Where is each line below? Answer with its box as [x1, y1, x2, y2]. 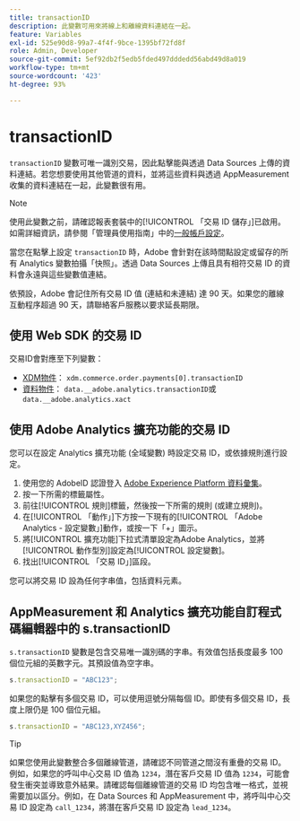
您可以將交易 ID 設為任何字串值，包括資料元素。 [9, 575, 186, 586]
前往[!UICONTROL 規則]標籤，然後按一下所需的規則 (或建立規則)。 [21, 500, 268, 511]
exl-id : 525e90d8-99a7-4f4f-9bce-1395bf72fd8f [9, 38, 186, 48]
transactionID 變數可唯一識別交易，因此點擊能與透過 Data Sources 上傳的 [9, 157, 283, 168]
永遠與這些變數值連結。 [24, 268, 112, 279]
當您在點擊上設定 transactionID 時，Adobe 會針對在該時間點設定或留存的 [9, 246, 281, 257]
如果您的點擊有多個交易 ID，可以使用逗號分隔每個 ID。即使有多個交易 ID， [9, 693, 283, 703]
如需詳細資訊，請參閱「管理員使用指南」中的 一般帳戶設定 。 [9, 227, 229, 238]
